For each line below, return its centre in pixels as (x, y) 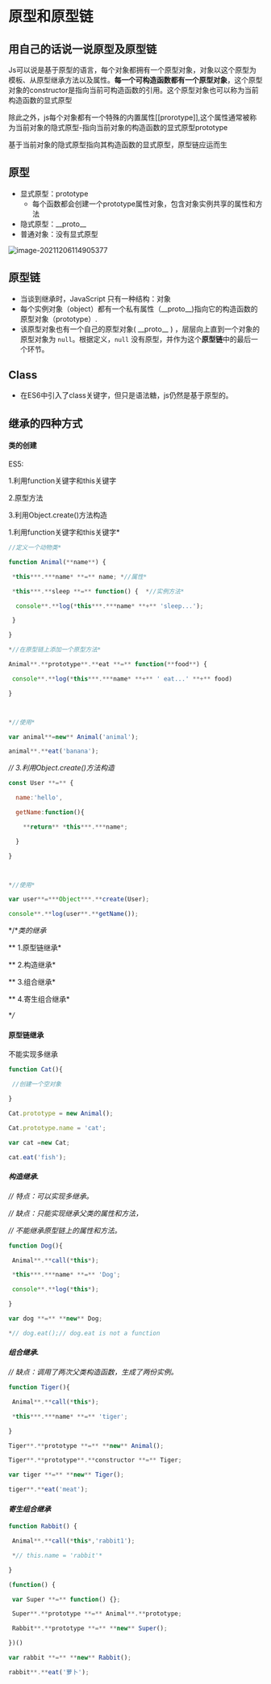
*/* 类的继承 (27, 931)
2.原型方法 (26, 498)
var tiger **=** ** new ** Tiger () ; (67, 1475)
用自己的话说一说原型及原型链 (83, 49)
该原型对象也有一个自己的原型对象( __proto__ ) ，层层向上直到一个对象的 (140, 329)
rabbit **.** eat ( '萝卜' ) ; (49, 1672)
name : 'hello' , (39, 798)
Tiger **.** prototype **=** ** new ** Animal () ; (86, 1446)
